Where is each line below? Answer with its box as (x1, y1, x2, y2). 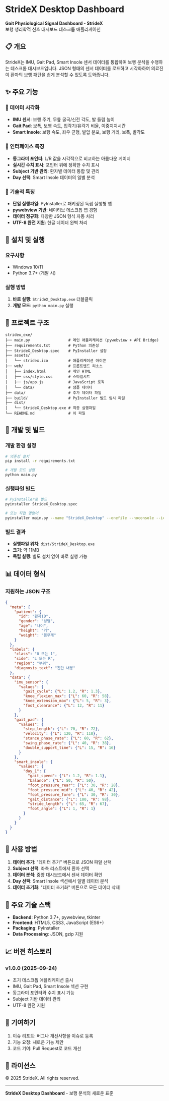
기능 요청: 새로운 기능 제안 (12, 1039, 64, 1045)
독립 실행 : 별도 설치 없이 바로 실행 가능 (12, 553, 88, 559)
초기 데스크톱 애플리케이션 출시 (12, 977, 73, 983)
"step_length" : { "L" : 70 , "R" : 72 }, (23, 726, 100, 732)
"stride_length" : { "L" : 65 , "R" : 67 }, (27, 801, 109, 806)
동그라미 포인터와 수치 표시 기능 (12, 990, 74, 996)
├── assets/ (5, 353, 30, 358)
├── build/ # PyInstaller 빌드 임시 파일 (5, 395, 125, 400)
